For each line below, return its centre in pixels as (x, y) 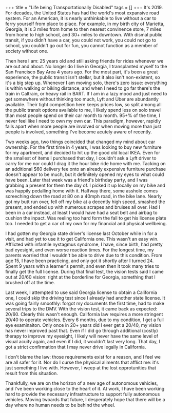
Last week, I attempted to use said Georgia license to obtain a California (81, 292)
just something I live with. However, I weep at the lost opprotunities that (81, 368)
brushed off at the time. (30, 282)
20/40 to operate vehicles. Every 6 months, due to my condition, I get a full (85, 320)
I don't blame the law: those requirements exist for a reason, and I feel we (83, 357)
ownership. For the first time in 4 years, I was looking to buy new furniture (83, 147)
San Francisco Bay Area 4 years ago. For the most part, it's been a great (82, 72)
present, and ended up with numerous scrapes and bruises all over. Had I (83, 207)
